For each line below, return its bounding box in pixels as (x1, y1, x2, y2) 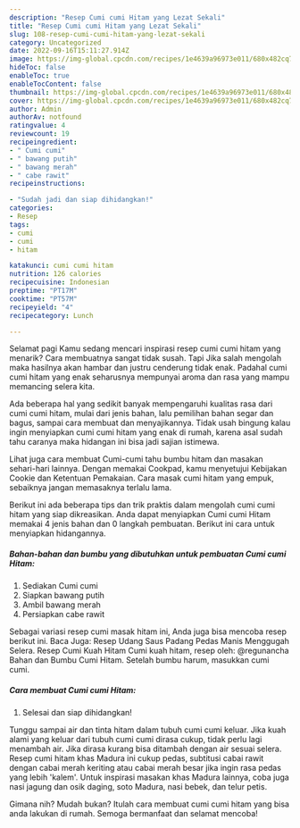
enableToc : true (9, 71, 70, 80)
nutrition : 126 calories (9, 270, 102, 279)
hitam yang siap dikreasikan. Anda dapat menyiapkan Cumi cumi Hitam (9, 509, 271, 520)
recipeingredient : (9, 138, 78, 146)
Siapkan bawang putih (21, 590, 105, 601)
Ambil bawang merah (21, 599, 101, 610)
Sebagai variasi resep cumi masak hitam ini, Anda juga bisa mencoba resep (9, 626, 287, 637)
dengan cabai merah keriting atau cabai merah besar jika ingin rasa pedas (9, 763, 281, 774)
